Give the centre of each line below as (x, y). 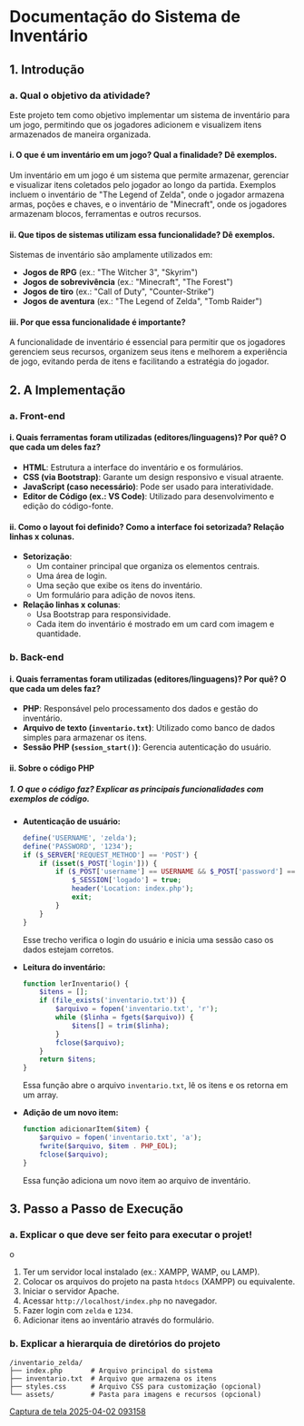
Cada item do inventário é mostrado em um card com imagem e (155, 624)
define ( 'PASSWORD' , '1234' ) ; (78, 846)
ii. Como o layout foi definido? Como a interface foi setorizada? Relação (147, 526)
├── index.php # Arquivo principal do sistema (111, 1371)
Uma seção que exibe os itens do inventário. (119, 585)
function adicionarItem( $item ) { (86, 1129)
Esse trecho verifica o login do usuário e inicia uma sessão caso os (148, 939)
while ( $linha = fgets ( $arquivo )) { (125, 1018)
